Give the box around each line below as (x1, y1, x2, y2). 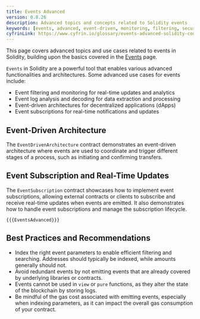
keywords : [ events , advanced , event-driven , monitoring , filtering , (6, 25, 180, 31)
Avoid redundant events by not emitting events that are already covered (14, 268, 190, 275)
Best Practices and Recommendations (6, 233, 151, 244)
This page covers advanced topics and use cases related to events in (6, 47, 176, 54)
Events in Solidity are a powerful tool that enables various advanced (6, 65, 173, 72)
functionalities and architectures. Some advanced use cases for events (6, 71, 180, 78)
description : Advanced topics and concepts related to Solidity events (6, 20, 187, 26)
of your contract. (14, 305, 57, 312)
